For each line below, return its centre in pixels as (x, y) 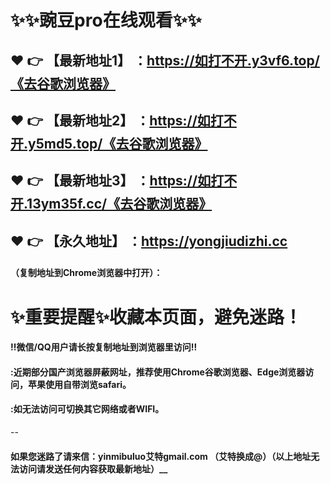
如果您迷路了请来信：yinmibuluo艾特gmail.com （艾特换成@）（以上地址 (161, 456)
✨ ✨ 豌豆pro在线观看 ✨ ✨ (106, 20)
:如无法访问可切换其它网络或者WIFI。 (87, 409)
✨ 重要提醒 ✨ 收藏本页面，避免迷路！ (156, 317)
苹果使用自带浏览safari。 (79, 384)
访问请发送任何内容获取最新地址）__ (93, 468)
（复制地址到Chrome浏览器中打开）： (86, 273)
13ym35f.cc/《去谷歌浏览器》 (119, 204)
